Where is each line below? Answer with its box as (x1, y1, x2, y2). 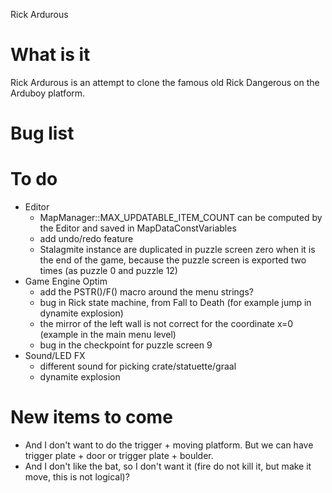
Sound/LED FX (24, 350, 86, 362)
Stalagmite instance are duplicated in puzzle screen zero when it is (39, 244, 316, 256)
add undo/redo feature (39, 233, 134, 245)
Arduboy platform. (10, 87, 86, 99)
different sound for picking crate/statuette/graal (39, 360, 237, 373)
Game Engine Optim (24, 275, 108, 288)
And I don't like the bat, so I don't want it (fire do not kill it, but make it (24, 460, 312, 472)
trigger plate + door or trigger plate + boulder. (24, 450, 214, 461)
